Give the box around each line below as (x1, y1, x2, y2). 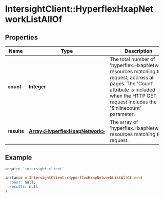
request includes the (109, 99, 157, 105)
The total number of (109, 56, 155, 62)
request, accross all (109, 74, 155, 81)
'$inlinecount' (109, 105, 142, 111)
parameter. (109, 111, 135, 118)
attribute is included (109, 86, 155, 93)
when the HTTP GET (109, 93, 157, 99)
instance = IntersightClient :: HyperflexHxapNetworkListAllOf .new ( (5, 175, 143, 180)
